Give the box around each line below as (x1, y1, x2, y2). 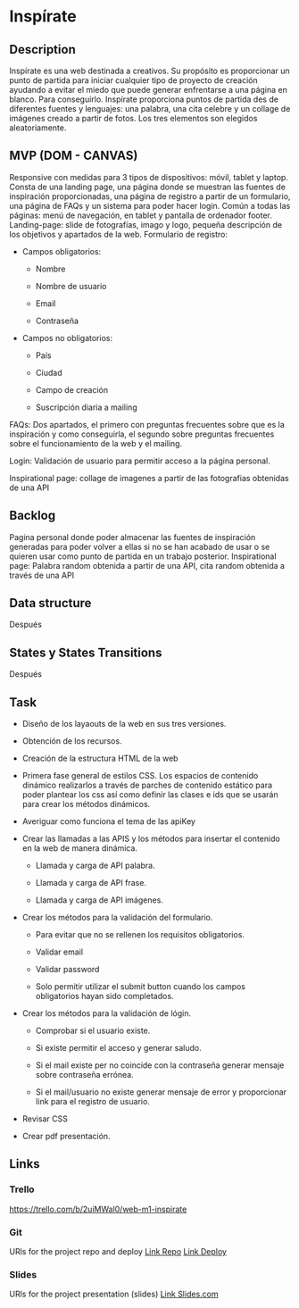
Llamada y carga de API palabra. (35, 860, 156, 871)
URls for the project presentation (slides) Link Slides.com (9, 1288, 219, 1300)
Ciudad (35, 367, 62, 378)
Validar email (35, 946, 83, 957)
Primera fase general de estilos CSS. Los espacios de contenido (21, 771, 259, 781)
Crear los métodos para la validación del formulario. (21, 912, 213, 923)
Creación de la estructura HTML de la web (21, 753, 179, 764)
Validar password (35, 964, 100, 975)
